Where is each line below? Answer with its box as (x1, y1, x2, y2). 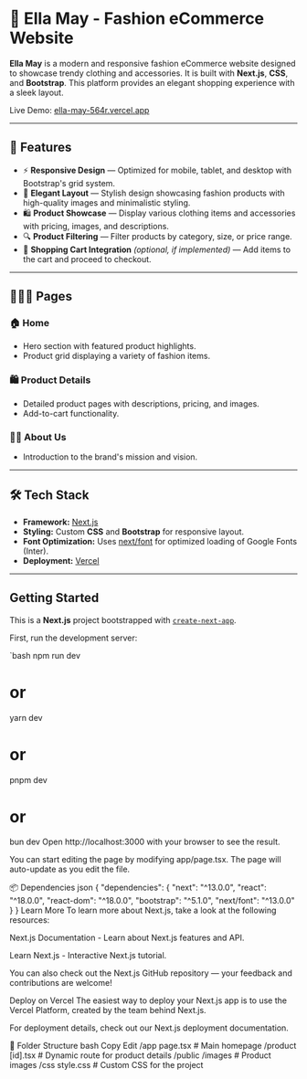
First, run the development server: (9, 632, 138, 643)
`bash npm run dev (9, 650, 80, 661)
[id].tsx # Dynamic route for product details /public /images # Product (9, 1050, 271, 1061)
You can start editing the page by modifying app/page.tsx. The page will (9, 854, 281, 865)
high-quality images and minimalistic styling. (22, 196, 191, 208)
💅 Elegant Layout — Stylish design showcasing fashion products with (22, 187, 285, 198)
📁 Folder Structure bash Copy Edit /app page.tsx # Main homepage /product (9, 1041, 297, 1052)
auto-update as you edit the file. (9, 863, 131, 875)
